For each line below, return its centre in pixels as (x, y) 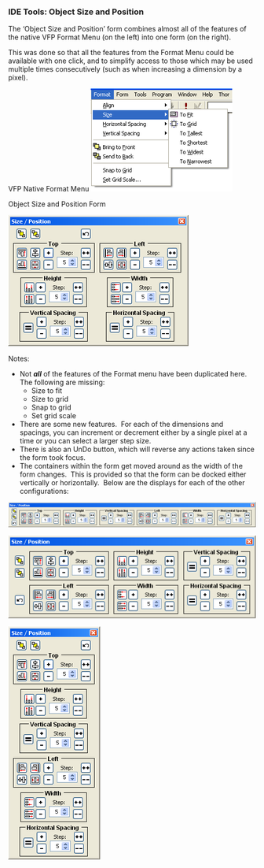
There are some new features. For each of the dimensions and (121, 425)
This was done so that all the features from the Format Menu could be (121, 53)
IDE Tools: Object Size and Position (76, 12)
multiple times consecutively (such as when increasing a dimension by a (125, 69)
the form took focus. (53, 458)
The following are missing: (62, 382)
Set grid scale (54, 416)
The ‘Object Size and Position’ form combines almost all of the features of (128, 29)
